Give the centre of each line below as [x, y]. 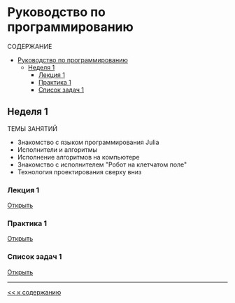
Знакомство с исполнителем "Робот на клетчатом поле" [102, 164]
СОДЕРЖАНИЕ [30, 46]
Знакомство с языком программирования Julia [88, 142]
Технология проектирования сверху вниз [79, 171]
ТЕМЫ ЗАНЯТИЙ [33, 128]
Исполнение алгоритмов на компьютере [78, 157]
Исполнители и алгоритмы [57, 149]
